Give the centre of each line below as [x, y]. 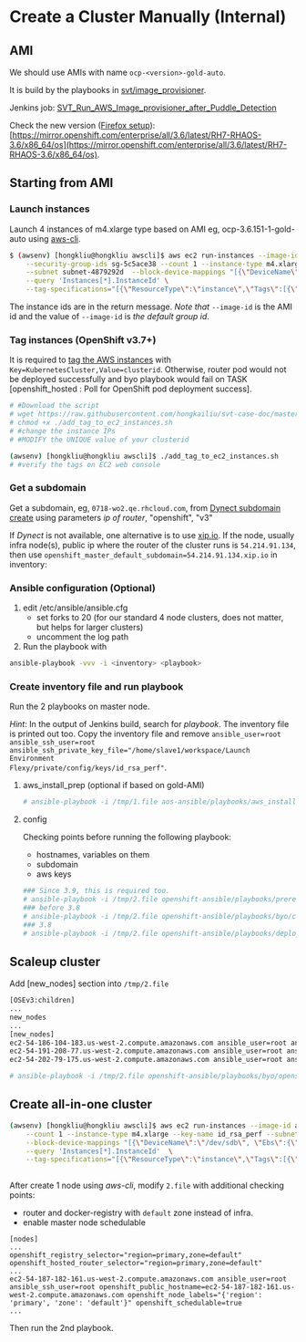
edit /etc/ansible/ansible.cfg [75, 608]
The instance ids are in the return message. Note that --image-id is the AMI [151, 307]
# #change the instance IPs [63, 431]
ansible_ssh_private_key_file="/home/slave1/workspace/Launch [130, 751]
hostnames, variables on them [93, 855]
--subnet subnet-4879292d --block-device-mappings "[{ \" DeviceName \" [163, 272]
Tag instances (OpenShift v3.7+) [83, 339]
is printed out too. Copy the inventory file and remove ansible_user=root [145, 734]
